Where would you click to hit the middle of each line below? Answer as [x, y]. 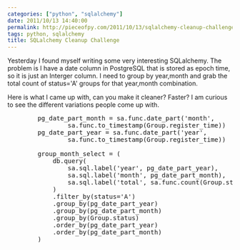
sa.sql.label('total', [107, 183]
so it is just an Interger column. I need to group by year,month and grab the [117, 76]
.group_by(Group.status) [96, 218]
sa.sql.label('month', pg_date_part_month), [147, 176]
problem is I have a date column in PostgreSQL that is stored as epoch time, [119, 68]
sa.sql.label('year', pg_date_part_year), [143, 168]
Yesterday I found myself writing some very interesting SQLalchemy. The [115, 61]
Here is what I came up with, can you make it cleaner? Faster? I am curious [117, 98]
